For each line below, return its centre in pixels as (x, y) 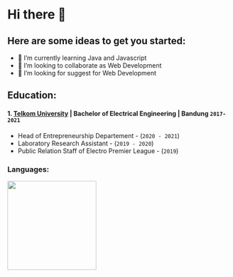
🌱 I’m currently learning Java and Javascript (82, 58)
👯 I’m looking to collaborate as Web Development (90, 66)
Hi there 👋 (37, 15)
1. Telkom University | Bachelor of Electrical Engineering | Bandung (108, 113)
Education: (32, 95)
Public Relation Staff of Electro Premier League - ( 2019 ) (98, 151)
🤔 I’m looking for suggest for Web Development (87, 73)
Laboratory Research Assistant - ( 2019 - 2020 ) (86, 143)
